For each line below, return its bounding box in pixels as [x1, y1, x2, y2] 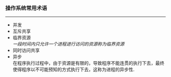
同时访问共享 [12, 47, 40, 54]
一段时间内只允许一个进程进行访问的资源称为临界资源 [12, 41, 125, 47]
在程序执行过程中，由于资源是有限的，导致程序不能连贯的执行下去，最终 [12, 60, 164, 66]
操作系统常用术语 [5, 4, 47, 11]
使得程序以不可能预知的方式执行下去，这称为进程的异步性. [12, 66, 135, 72]
